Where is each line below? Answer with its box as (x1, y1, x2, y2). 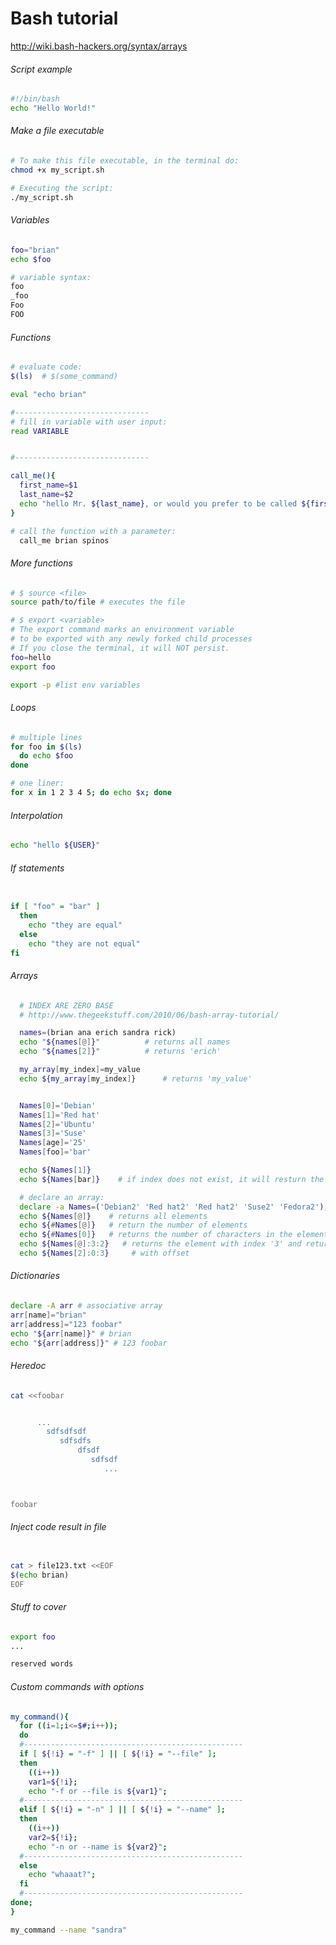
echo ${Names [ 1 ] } (19, 1165, 92, 1176)
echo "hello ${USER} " (10, 840, 101, 851)
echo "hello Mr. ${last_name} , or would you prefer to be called (19, 498, 298, 509)
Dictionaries (10, 1270, 61, 1282)
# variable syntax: (10, 272, 92, 282)
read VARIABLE (10, 426, 70, 436)
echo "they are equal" (28, 920, 123, 930)
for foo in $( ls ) (10, 742, 83, 752)
